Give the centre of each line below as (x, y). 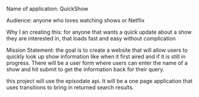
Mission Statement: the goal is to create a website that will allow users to (97, 50)
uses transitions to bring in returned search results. (70, 87)
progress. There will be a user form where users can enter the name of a (97, 63)
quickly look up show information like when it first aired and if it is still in (96, 56)
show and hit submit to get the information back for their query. (86, 69)
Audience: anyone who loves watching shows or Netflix (76, 20)
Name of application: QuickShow (47, 9)
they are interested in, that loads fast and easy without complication (91, 38)
